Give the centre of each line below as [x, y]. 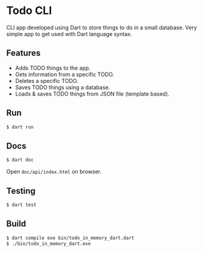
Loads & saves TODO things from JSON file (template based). [92, 94]
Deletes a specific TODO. [46, 80]
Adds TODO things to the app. [53, 68]
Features [23, 53]
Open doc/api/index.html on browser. [54, 172]
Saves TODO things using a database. [63, 87]
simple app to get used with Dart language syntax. [69, 34]
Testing [21, 191]
